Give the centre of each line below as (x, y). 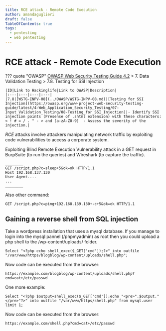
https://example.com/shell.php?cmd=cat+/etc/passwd (60, 323)
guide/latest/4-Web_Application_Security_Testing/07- (62, 108)
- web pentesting (28, 38)
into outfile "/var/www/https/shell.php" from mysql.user (91, 301)
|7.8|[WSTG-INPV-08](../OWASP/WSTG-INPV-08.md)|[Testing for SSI (74, 99)
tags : (11, 28)
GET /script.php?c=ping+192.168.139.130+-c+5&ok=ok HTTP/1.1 (70, 204)
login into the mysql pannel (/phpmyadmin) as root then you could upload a (82, 236)
